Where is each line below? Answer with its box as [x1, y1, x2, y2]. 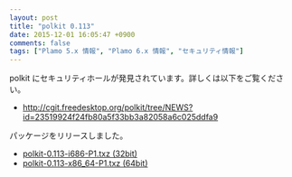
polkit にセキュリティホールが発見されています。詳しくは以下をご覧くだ [9, 73, 277, 84]
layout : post [9, 13, 59, 23]
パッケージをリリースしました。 [9, 130, 128, 141]
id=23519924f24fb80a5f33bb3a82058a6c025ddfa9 [22, 112, 219, 123]
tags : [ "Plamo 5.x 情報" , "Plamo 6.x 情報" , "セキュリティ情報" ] [9, 47, 244, 56]
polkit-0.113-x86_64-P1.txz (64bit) [22, 158, 148, 169]
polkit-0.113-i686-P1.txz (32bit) [22, 148, 138, 159]
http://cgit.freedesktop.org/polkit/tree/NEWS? [22, 102, 193, 113]
